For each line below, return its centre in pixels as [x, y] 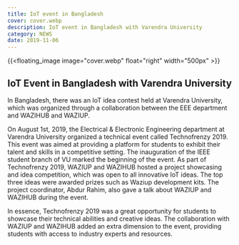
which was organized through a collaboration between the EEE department [117, 108]
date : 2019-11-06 [33, 41]
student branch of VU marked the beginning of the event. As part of [107, 159]
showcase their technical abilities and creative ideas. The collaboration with [118, 219]
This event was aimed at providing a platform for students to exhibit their [114, 144]
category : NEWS [30, 34]
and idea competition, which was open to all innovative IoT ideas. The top [115, 174]
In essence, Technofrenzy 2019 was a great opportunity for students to [112, 211]
